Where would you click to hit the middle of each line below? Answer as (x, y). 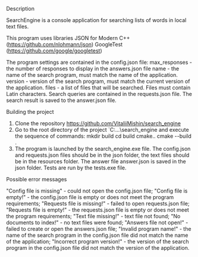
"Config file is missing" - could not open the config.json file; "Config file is (97, 191)
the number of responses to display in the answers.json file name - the (93, 69)
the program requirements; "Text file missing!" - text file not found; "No (93, 216)
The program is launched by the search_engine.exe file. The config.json (103, 149)
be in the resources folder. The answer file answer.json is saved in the (100, 161)
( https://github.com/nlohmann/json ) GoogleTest (65, 44)
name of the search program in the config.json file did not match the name (97, 235)
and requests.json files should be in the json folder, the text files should (102, 155)
